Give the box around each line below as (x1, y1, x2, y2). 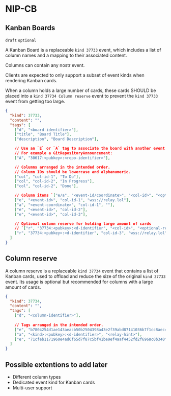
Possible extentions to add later (5, 360, 108, 369)
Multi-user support (12, 385, 52, 391)
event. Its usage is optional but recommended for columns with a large (5, 278, 153, 285)
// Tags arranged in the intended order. (14, 322, 103, 328)
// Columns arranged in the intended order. (14, 165, 110, 170)
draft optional (5, 38, 37, 43)
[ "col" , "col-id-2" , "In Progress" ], (14, 179, 95, 184)
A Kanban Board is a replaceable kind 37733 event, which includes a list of (5, 47, 161, 53)
